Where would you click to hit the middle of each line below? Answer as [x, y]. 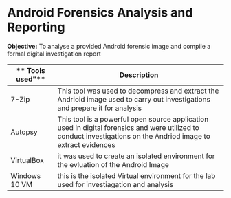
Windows [26, 175]
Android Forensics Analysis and [100, 13]
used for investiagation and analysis [115, 184]
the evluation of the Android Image [113, 164]
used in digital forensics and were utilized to [128, 127]
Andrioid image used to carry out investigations [134, 99]
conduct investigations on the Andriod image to [134, 136]
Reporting [36, 27]
